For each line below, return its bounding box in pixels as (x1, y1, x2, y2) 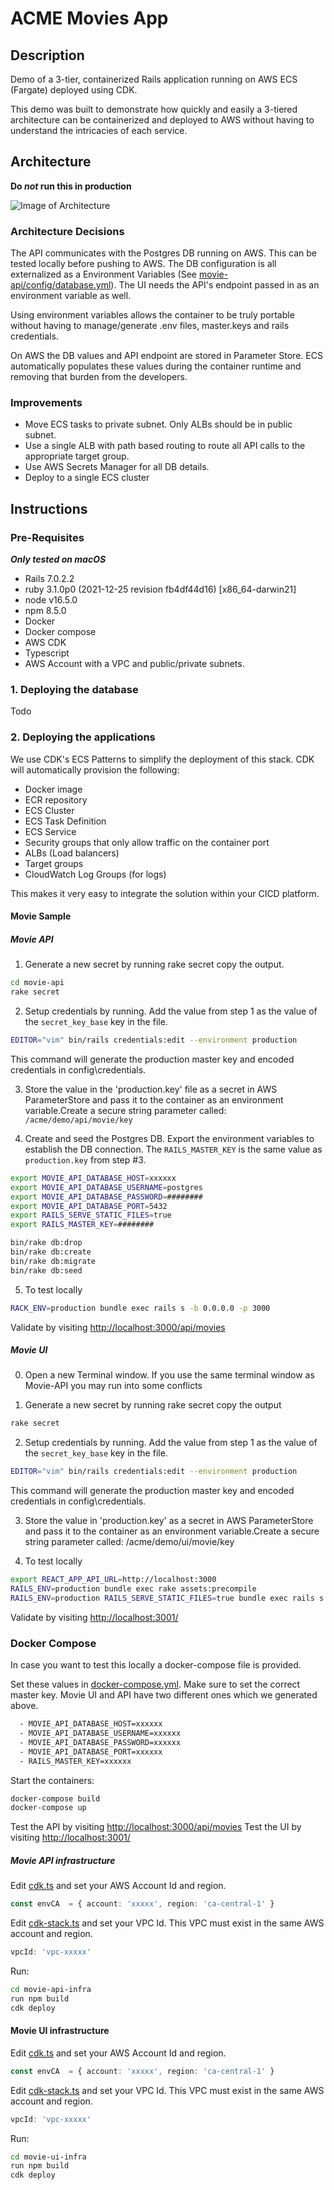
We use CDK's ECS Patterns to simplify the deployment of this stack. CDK (10, 753, 315, 765)
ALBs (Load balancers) (24, 847, 120, 859)
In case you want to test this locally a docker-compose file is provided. (10, 1659, 302, 1671)
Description (10, 47, 85, 64)
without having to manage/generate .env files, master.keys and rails (10, 320, 290, 332)
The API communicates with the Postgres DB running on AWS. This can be (10, 247, 317, 259)
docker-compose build (10, 1793, 101, 1804)
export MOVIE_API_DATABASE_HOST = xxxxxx (10, 1173, 177, 1183)
